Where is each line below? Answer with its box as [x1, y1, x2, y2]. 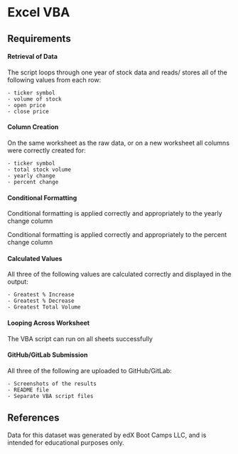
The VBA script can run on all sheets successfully [7, 334, 153, 343]
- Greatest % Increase [7, 292, 75, 299]
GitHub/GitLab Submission [7, 350, 88, 359]
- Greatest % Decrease [7, 297, 75, 305]
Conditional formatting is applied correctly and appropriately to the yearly [7, 209, 222, 218]
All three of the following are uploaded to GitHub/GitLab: [7, 366, 172, 375]
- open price [7, 101, 46, 109]
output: [7, 277, 28, 286]
